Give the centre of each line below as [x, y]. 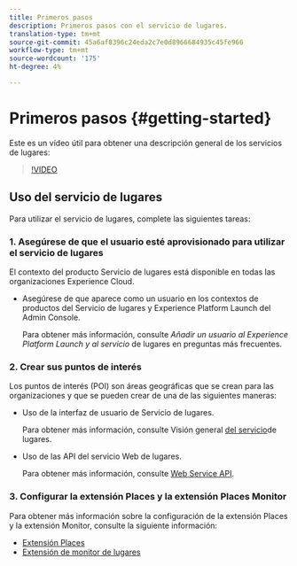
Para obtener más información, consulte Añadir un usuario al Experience [155, 334]
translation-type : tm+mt [55, 34]
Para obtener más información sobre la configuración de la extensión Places [148, 516]
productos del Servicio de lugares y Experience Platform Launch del [146, 307]
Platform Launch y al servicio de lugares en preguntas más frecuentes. [152, 344]
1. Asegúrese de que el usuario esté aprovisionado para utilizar [147, 242]
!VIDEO [44, 169]
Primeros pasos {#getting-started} [141, 118]
